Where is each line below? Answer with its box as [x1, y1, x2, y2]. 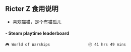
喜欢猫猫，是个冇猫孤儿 [12, 19, 61, 25]
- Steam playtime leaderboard [5, 30, 70, 36]
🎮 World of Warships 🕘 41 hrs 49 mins [5, 42, 126, 47]
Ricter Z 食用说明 [5, 4, 59, 13]
